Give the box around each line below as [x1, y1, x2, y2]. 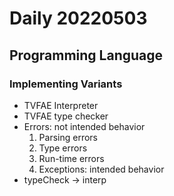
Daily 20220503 [9, 7, 148, 30]
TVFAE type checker [23, 110, 109, 122]
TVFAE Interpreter [23, 99, 99, 111]
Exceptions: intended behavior [38, 163, 165, 175]
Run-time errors [38, 152, 105, 164]
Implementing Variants [9, 77, 123, 91]
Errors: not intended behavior [23, 120, 146, 132]
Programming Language [9, 47, 164, 64]
